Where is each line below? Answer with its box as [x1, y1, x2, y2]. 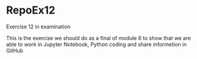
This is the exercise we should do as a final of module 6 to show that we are [6, 34, 191, 41]
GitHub [6, 47, 24, 54]
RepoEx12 [6, 4, 56, 17]
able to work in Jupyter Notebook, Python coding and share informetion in [6, 41, 187, 48]
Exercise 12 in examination [6, 23, 71, 30]
